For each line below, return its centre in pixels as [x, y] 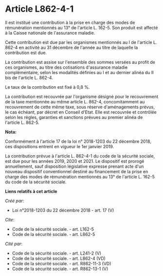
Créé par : [15, 200]
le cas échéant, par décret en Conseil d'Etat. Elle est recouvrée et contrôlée [81, 112]
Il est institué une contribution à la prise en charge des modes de [70, 22]
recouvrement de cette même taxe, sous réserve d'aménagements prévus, [80, 107]
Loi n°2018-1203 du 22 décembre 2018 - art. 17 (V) [63, 210]
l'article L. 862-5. [22, 122]
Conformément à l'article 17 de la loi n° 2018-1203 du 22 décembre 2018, [78, 141]
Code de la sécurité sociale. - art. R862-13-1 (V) [60, 269]
